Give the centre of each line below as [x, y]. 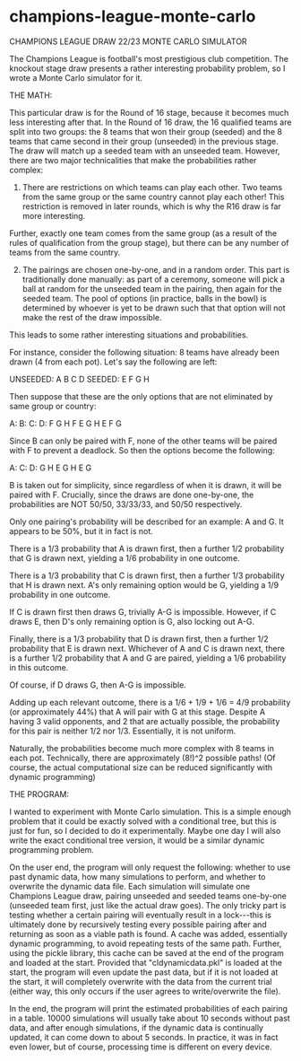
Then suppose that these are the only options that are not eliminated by [141, 396]
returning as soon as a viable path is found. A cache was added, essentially [149, 934]
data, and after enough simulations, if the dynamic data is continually [137, 1027]
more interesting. [54, 215]
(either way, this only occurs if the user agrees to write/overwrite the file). [145, 991]
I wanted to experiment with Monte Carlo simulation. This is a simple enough [150, 811]
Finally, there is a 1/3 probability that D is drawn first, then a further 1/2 [139, 638]
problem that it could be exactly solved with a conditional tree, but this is [143, 821]
